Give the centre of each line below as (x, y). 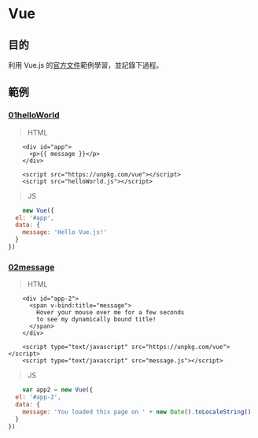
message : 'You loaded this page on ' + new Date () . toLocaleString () (137, 412)
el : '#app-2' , (38, 397)
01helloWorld (34, 115)
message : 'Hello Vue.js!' (65, 232)
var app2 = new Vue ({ (57, 390)
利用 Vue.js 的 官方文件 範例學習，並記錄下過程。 (86, 65)
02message (31, 267)
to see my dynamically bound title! (96, 320)
